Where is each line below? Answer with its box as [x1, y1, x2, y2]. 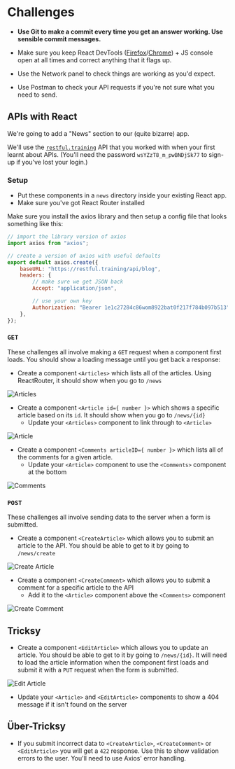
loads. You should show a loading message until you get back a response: [7, 355, 221, 363]
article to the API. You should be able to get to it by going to [17, 541, 190, 550]
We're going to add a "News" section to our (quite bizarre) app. [7, 129, 190, 137]
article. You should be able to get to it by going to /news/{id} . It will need [17, 651, 227, 659]
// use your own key [32, 298, 92, 305]
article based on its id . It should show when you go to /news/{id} [17, 410, 206, 419]
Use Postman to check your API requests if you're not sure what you [17, 83, 215, 91]
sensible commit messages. [17, 34, 101, 43]
